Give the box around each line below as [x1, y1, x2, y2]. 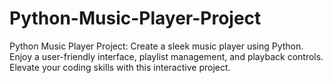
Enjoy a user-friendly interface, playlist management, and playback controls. [9, 50, 324, 62]
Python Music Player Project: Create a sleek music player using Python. [9, 40, 304, 52]
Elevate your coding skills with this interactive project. [9, 61, 231, 73]
